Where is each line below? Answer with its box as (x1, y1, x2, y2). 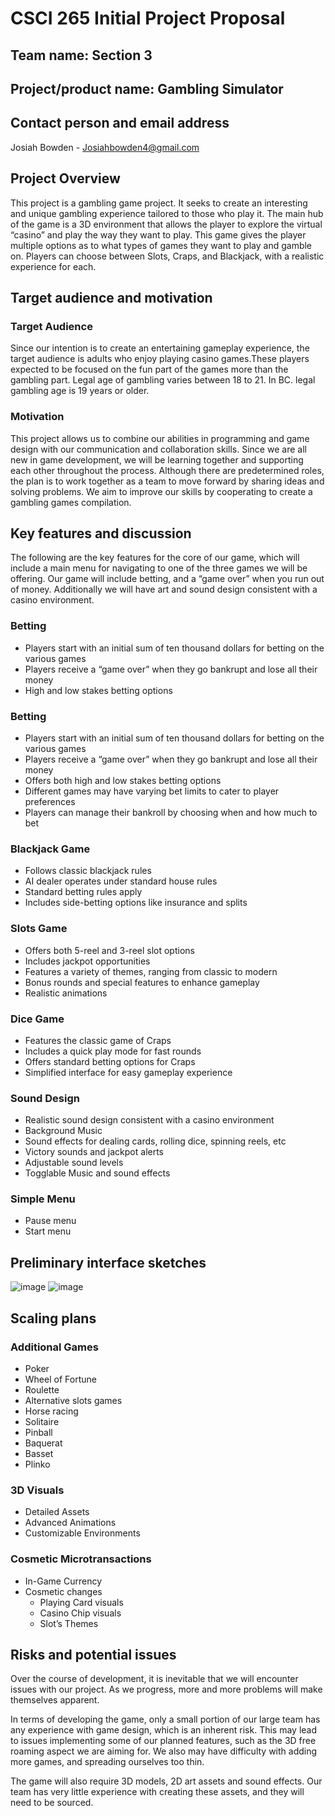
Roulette (24, 1383, 60, 1396)
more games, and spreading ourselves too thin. (10, 1756, 205, 1768)
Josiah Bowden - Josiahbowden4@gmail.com (10, 141, 200, 153)
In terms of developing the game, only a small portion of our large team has (10, 1713, 321, 1726)
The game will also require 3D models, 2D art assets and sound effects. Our (10, 1775, 323, 1787)
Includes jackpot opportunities (24, 955, 151, 967)
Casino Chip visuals (39, 1607, 122, 1619)
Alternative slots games (24, 1394, 123, 1406)
